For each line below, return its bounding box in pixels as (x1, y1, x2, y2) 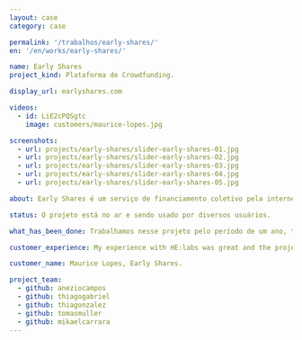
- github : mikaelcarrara (17, 317, 111, 327)
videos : (9, 103, 39, 112)
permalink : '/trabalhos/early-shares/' (9, 38, 159, 47)
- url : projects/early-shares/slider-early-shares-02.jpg (17, 153, 240, 162)
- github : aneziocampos (17, 284, 106, 293)
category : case (9, 22, 67, 31)
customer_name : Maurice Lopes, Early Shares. (9, 259, 182, 268)
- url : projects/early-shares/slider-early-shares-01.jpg (17, 145, 240, 154)
